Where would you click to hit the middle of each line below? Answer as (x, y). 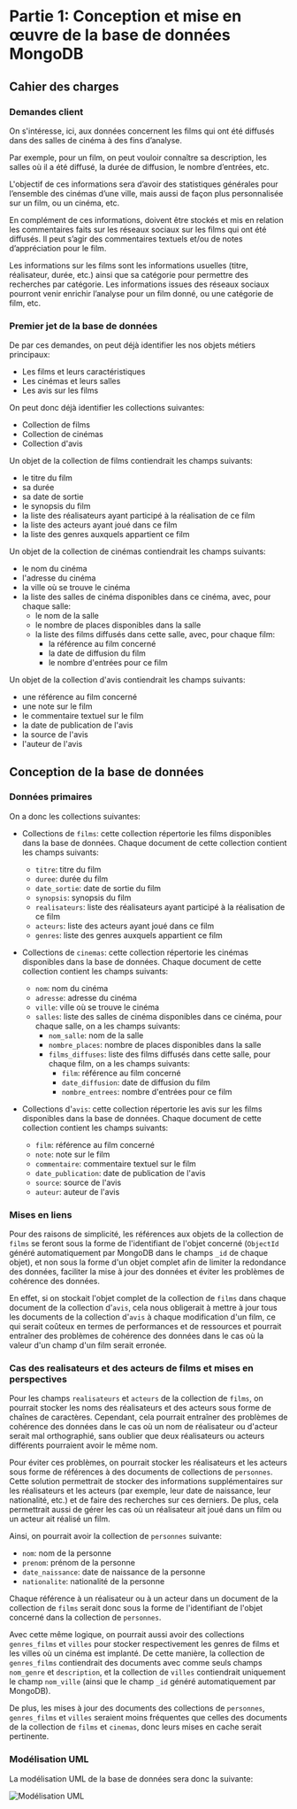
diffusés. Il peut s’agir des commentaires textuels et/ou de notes (126, 239)
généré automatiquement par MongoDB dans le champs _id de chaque (138, 1253)
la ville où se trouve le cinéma (76, 588)
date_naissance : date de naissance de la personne (114, 1572)
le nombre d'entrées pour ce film (108, 663)
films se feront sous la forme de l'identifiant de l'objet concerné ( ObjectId (144, 1243)
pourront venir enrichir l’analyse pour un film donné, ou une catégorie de (141, 293)
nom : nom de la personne (67, 1553)
